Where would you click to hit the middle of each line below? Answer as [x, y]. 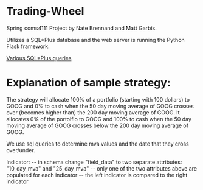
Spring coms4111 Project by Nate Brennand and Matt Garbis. [81, 28]
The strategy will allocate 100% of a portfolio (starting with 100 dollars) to [98, 99]
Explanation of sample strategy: [89, 83]
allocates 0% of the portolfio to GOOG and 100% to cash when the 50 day [99, 119]
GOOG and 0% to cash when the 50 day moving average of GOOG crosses [100, 106]
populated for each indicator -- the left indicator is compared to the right [97, 175]
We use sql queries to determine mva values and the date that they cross [98, 144]
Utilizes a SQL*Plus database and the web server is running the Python [96, 40]
